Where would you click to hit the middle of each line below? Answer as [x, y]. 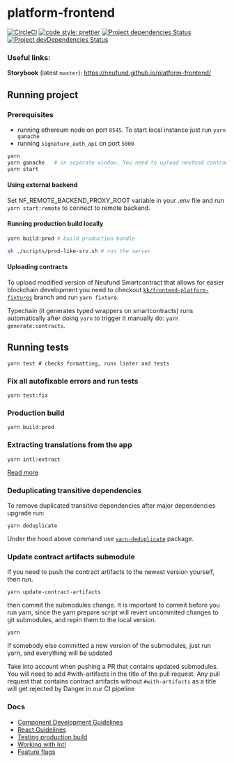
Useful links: [29, 57]
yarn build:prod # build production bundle [71, 239]
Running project [43, 95]
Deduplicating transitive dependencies [75, 490]
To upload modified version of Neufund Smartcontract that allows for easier [116, 282]
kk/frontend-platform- [176, 290]
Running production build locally [55, 224]
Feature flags [36, 752]
